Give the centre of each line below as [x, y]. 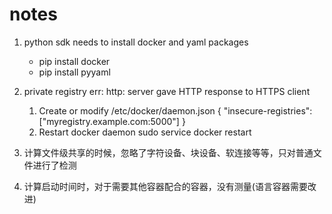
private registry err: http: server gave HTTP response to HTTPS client [167, 91]
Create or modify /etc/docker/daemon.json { [130, 110]
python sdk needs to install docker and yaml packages [136, 42]
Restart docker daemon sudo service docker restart [145, 132]
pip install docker [74, 61]
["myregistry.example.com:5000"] [109, 121]
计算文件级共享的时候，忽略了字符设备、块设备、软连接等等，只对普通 [168, 152]
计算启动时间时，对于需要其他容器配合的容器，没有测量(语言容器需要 [165, 186]
